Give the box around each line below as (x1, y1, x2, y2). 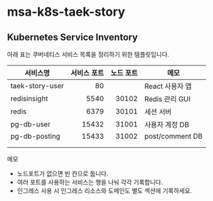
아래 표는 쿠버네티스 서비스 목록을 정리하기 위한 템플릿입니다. (7, 51, 169, 58)
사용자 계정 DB (144, 120, 190, 129)
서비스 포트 (70, 68, 104, 77)
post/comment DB (144, 131, 203, 141)
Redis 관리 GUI (144, 94, 191, 103)
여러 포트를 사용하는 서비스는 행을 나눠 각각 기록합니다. (16, 178, 163, 186)
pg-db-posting (10, 131, 61, 141)
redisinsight (10, 94, 48, 103)
